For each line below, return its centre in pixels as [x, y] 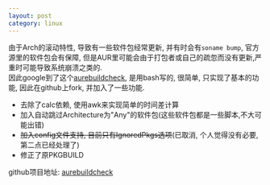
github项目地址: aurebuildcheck [61, 172]
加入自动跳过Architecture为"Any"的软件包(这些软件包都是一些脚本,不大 [137, 114]
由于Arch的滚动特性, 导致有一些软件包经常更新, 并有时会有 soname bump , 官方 [134, 47]
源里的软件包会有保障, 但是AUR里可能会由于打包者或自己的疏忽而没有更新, [132, 57]
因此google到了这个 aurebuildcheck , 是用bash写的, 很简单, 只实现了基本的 [130, 77]
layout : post [30, 16]
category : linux [35, 23]
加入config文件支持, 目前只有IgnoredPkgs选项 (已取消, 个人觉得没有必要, [139, 134]
